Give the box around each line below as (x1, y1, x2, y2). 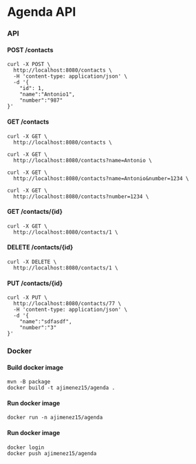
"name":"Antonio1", (19, 91, 76, 98)
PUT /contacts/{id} (7, 279, 63, 287)
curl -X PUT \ (7, 294, 48, 301)
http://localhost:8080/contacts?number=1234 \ (13, 193, 149, 200)
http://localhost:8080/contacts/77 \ (13, 300, 122, 307)
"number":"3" (19, 324, 57, 331)
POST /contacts (7, 45, 54, 54)
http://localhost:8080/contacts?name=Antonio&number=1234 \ (13, 175, 189, 182)
